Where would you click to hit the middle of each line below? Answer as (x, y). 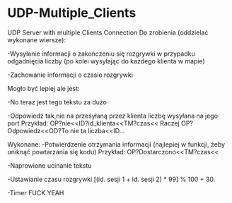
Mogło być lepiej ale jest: (43, 88)
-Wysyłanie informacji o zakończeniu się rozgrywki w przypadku (101, 54)
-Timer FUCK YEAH (36, 192)
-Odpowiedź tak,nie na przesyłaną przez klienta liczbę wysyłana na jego (112, 116)
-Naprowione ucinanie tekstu (50, 165)
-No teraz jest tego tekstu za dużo (57, 102)
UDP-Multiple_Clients (72, 13)
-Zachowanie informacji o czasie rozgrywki (70, 75)
